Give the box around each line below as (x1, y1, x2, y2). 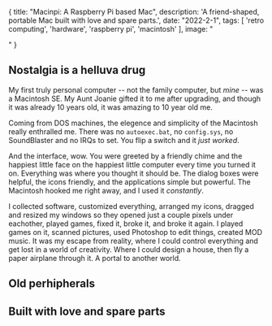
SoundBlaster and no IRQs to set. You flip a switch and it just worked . (8, 135, 240, 145)
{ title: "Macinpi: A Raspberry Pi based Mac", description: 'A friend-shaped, (8, 7, 260, 16)
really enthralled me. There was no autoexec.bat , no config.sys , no (8, 126, 234, 137)
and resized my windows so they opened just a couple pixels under (8, 210, 234, 220)
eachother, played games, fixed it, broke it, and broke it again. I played (8, 219, 244, 228)
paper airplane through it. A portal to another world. (8, 253, 181, 263)
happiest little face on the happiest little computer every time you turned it (8, 159, 256, 169)
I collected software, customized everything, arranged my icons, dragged (8, 201, 254, 211)
